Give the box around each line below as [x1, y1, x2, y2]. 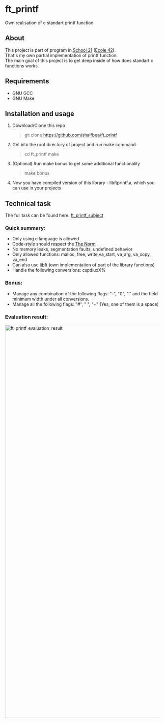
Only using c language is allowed [12, 236, 80, 242]
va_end [12, 257, 27, 263]
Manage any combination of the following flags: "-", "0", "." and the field [12, 290, 158, 296]
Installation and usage [5, 109, 75, 118]
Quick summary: [5, 225, 46, 232]
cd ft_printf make [24, 151, 59, 157]
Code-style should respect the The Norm [12, 241, 96, 247]
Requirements [5, 77, 49, 86]
